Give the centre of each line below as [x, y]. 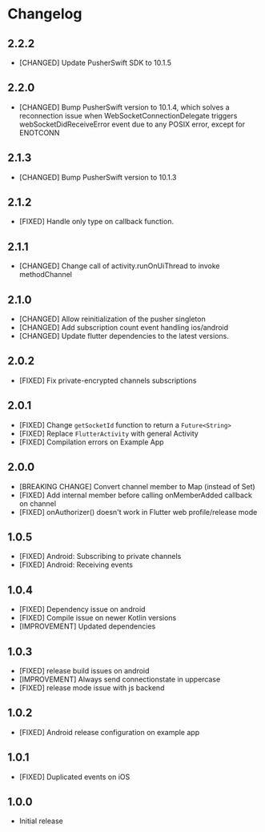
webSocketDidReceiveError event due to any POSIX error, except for [132, 124]
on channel [38, 503]
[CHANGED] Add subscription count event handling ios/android [124, 328]
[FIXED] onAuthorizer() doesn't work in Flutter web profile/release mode [138, 512]
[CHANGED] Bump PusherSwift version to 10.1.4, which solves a [124, 107]
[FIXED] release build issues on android [84, 670]
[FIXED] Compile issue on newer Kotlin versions [98, 618]
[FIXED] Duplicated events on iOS [74, 777]
